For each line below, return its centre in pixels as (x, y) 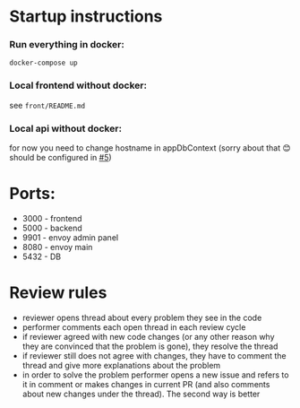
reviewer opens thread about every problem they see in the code (142, 317)
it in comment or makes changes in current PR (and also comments (146, 384)
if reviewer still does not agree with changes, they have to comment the (154, 355)
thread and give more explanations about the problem (121, 365)
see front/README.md (47, 105)
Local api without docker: (66, 128)
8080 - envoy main (57, 247)
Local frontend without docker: (78, 85)
